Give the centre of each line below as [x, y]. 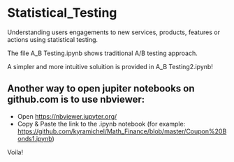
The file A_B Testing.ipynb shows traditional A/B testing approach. [102, 53]
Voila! [15, 152]
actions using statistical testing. [53, 39]
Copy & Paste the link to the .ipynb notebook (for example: [101, 124]
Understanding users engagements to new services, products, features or [114, 32]
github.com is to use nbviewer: [76, 100]
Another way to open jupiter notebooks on [101, 89]
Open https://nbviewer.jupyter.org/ [67, 116]
